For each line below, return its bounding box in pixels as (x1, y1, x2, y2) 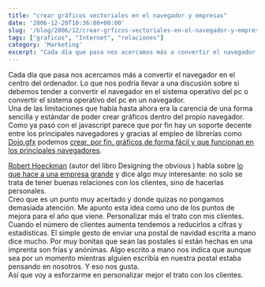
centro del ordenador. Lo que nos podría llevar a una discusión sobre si (8, 78, 240, 88)
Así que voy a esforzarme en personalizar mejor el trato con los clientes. (8, 270, 244, 279)
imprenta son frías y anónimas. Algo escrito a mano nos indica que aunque (8, 245, 252, 254)
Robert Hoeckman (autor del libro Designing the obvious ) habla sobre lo (8, 161, 244, 170)
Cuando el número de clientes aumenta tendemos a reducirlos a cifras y (8, 220, 243, 229)
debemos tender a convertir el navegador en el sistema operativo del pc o (8, 87, 248, 96)
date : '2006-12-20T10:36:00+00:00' (8, 19, 125, 27)
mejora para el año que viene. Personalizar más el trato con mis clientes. (8, 211, 244, 221)
